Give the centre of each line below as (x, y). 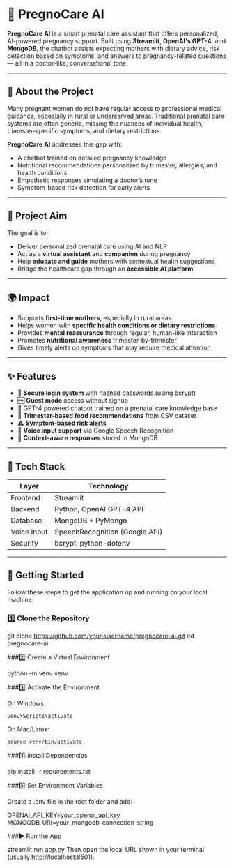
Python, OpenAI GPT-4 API (99, 509)
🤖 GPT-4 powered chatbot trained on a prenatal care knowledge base (117, 408)
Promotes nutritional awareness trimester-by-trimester (97, 341)
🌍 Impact (29, 298)
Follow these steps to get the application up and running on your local (107, 592)
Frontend (25, 498)
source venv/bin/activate (45, 742)
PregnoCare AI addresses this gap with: (65, 144)
